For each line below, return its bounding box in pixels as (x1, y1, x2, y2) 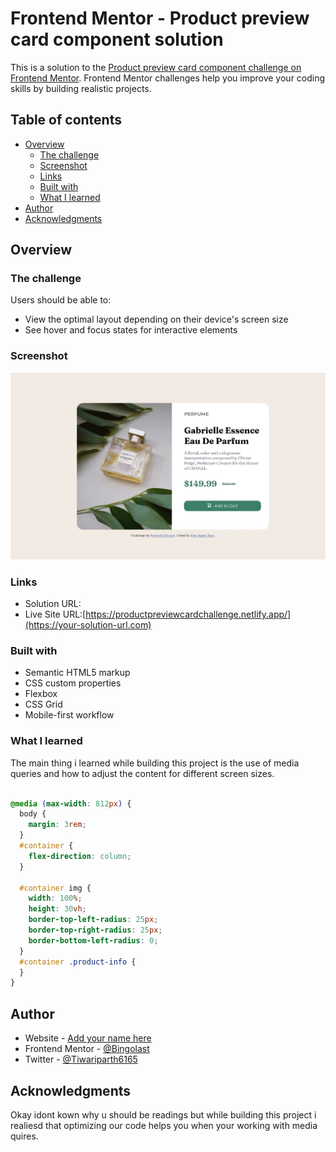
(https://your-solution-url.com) (24, 619, 152, 631)
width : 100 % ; (28, 893, 83, 904)
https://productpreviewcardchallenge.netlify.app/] (85, 608, 292, 621)
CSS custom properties (24, 677, 122, 689)
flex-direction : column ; (28, 851, 132, 861)
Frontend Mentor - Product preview (10, 7, 310, 30)
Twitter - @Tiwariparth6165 (24, 1053, 138, 1066)
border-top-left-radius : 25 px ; (28, 915, 159, 925)
